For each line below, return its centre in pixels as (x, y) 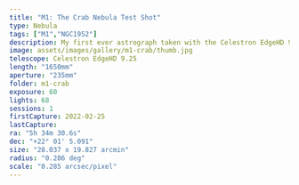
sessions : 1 (31, 109)
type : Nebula (33, 26)
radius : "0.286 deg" (48, 158)
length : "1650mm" (41, 68)
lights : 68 (29, 100)
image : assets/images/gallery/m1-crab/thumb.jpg (101, 51)
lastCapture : (33, 125)
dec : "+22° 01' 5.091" (51, 141)
